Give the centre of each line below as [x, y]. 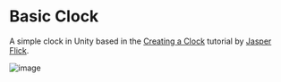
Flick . [19, 50]
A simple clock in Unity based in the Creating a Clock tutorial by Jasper [140, 41]
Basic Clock [54, 16]
